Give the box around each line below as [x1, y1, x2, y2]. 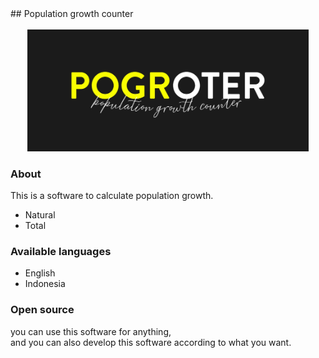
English [24, 267, 56, 279]
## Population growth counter [10, 8, 134, 19]
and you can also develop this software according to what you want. [10, 336, 292, 348]
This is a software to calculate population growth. [10, 189, 214, 201]
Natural [24, 208, 56, 221]
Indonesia [24, 278, 66, 290]
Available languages [10, 244, 112, 258]
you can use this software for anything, [10, 325, 172, 337]
